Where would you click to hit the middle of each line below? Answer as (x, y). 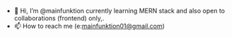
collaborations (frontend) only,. (59, 18)
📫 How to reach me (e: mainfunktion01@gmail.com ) (89, 26)
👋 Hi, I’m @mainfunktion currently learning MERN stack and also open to (119, 11)
